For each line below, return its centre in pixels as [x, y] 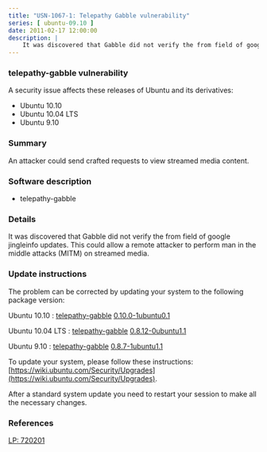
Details [22, 219]
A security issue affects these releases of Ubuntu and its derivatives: [121, 90]
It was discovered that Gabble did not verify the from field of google [119, 236]
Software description [50, 181]
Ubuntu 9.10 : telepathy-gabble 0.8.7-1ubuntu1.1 [86, 346]
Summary [28, 143]
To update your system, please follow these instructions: [101, 361]
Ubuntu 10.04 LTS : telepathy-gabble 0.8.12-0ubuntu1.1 [97, 330]
